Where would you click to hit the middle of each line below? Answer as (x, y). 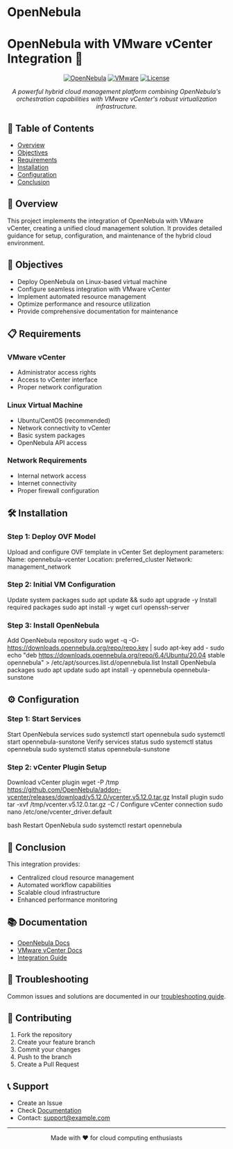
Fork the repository (45, 1035)
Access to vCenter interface (58, 380)
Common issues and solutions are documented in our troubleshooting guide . (116, 996)
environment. (26, 243)
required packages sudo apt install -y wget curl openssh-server (98, 607)
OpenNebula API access (52, 442)
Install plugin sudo (197, 797)
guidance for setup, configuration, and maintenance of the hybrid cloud (109, 235)
